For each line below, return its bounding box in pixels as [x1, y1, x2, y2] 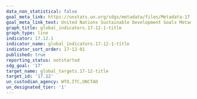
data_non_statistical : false [6, 8, 77, 15]
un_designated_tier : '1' [6, 84, 67, 90]
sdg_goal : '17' [6, 62, 43, 69]
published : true [6, 52, 46, 58]
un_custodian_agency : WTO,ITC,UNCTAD [6, 79, 98, 85]
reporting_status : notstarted [6, 57, 80, 63]
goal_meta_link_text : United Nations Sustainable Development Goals [6, 19, 177, 25]
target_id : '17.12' [6, 73, 54, 79]
